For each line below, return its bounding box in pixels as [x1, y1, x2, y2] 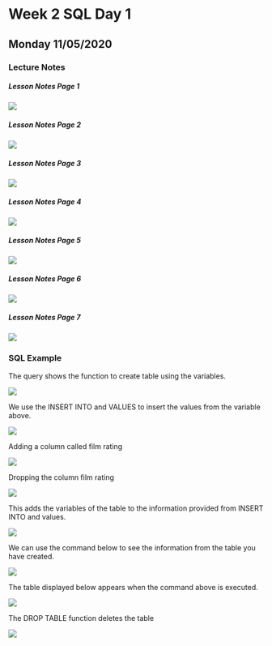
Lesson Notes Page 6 [8, 273, 82, 284]
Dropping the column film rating [8, 472, 115, 482]
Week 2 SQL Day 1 [8, 5, 132, 24]
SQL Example [8, 353, 62, 364]
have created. [8, 551, 55, 561]
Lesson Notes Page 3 [8, 159, 82, 169]
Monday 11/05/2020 [8, 37, 113, 51]
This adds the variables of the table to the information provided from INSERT [8, 503, 264, 513]
